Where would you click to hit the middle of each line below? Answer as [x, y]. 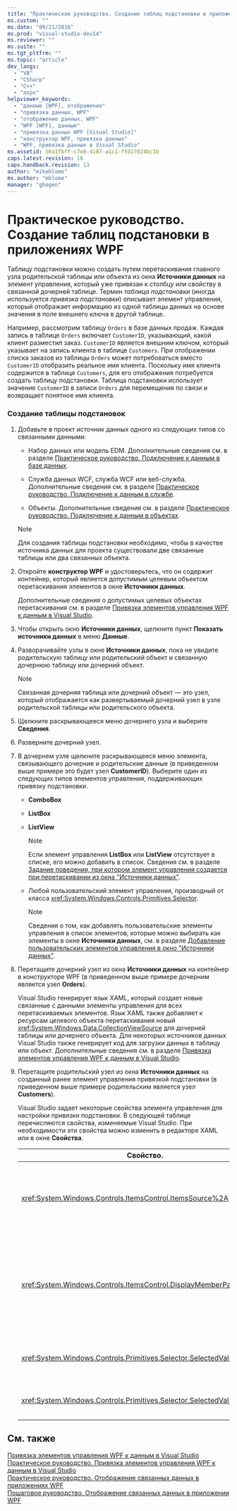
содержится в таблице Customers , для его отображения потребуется [110, 373]
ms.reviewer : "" [31, 40]
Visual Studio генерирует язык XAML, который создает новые [110, 997]
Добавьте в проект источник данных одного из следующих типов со [121, 429]
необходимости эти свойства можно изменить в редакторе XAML [118, 1130]
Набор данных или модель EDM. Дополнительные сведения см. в [128, 450]
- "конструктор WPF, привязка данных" [71, 138]
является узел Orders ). [52, 984]
